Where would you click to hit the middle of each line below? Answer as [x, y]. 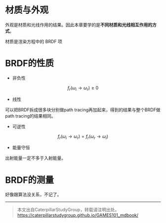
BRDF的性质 [30, 64]
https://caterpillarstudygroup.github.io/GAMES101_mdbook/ [78, 215]
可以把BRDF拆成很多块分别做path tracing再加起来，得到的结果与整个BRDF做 [83, 110]
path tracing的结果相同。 [30, 116]
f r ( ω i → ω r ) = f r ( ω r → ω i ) [83, 137]
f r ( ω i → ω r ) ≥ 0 [83, 88]
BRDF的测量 [30, 180]
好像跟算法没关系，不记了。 [33, 195]
